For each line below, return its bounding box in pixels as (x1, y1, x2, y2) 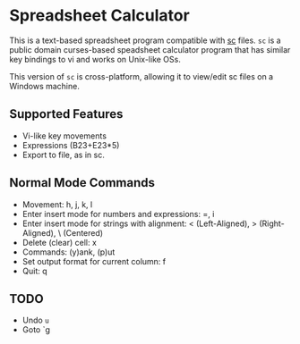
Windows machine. (9, 80, 81, 91)
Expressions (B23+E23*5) (21, 139, 120, 150)
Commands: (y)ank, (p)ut (21, 247, 116, 257)
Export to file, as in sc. (21, 149, 105, 160)
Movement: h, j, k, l (21, 198, 93, 210)
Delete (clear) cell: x (21, 237, 97, 248)
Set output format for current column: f (21, 256, 167, 266)
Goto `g (21, 324, 51, 335)
